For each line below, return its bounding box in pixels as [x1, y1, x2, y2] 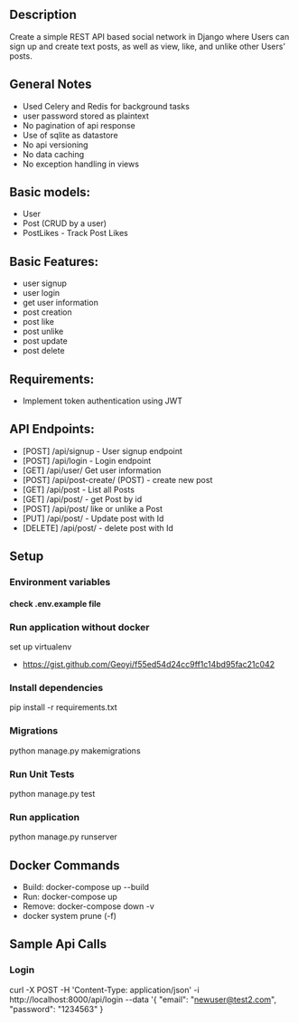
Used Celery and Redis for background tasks [22, 100, 190, 111]
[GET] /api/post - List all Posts [22, 484, 135, 495]
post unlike [22, 326, 64, 337]
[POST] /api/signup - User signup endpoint [22, 445, 183, 456]
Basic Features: [9, 253, 99, 270]
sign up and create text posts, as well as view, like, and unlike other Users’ [9, 41, 286, 52]
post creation [22, 307, 72, 317]
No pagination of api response [22, 119, 135, 130]
